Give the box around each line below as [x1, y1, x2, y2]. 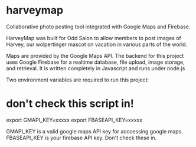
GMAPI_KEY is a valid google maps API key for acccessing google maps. [6, 128, 183, 135]
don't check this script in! [6, 97, 134, 110]
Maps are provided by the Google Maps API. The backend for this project [6, 52, 184, 59]
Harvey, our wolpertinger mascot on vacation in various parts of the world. [6, 41, 188, 48]
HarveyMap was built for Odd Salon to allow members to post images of [6, 34, 181, 41]
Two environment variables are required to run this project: [6, 76, 149, 83]
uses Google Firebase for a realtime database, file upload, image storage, [6, 58, 185, 66]
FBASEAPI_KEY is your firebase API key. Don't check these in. [6, 134, 157, 141]
